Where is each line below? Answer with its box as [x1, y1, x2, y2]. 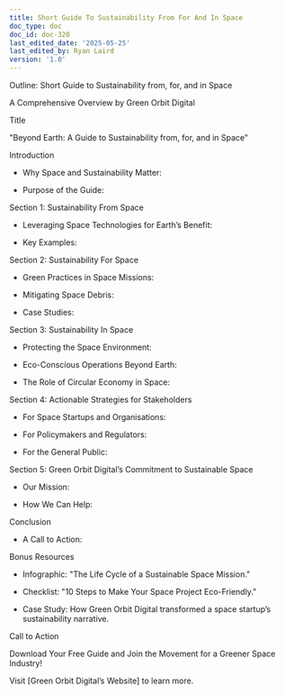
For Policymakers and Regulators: [22, 429, 147, 440]
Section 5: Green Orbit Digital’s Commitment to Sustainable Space [9, 464, 254, 474]
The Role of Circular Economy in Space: [22, 377, 171, 388]
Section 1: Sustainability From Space [9, 202, 144, 213]
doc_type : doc [9, 22, 63, 31]
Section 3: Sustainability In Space [9, 325, 134, 334]
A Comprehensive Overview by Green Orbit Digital [9, 97, 196, 108]
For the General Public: [22, 447, 108, 457]
